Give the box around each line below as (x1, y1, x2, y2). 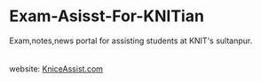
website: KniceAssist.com (9, 63, 104, 74)
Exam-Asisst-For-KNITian (9, 6, 204, 26)
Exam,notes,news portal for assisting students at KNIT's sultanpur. (9, 35, 253, 46)
